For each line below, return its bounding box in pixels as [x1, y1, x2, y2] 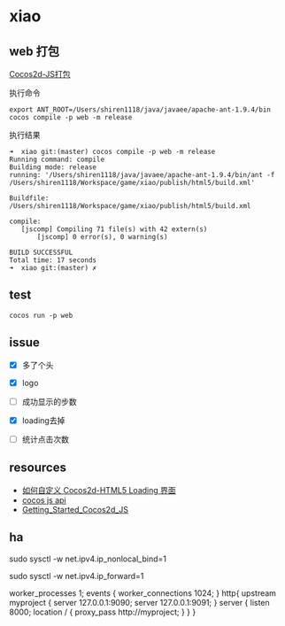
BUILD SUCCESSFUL [9, 248, 73, 257]
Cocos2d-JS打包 [9, 69, 71, 79]
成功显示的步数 [21, 396, 77, 406]
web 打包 [9, 43, 60, 58]
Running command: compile [9, 155, 104, 164]
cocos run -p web [9, 311, 73, 320]
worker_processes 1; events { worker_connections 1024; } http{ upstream [9, 587, 277, 599]
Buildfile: [9, 194, 50, 203]
